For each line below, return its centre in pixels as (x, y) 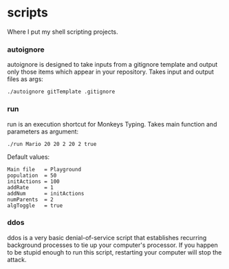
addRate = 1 (30, 187)
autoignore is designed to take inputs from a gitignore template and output (112, 65)
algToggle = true (35, 205)
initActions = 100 (33, 181)
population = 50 (32, 175)
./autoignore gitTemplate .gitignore (61, 92)
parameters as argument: (43, 131)
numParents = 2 (30, 200)
